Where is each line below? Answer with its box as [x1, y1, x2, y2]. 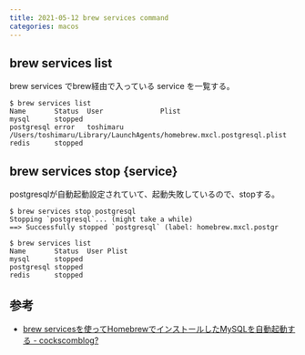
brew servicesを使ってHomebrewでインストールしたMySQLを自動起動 [22, 323, 288, 334]
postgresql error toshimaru [9, 123, 125, 132]
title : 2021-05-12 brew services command [9, 13, 169, 23]
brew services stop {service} [9, 163, 178, 178]
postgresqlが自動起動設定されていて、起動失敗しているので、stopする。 [9, 188, 280, 200]
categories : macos [9, 22, 79, 31]
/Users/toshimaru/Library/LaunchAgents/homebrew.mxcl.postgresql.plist [9, 131, 287, 140]
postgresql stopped [9, 263, 84, 272]
